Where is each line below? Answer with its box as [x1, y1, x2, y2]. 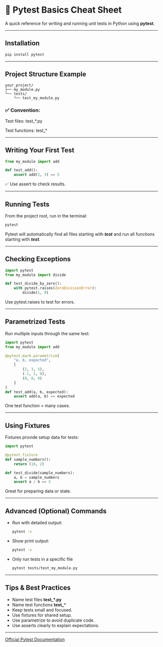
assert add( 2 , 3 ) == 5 [14, 172, 60, 177]
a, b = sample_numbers [14, 475, 60, 480]
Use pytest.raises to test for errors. [5, 299, 75, 305]
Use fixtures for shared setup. [12, 612, 72, 618]
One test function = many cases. [5, 403, 70, 409]
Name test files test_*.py [12, 596, 62, 602]
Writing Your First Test [5, 146, 74, 155]
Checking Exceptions [5, 255, 71, 263]
